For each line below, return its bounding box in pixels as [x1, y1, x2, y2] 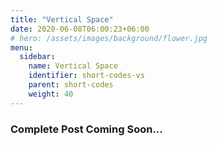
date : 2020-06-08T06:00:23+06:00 [10, 24, 150, 34]
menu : [10, 42, 33, 53]
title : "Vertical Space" [10, 14, 114, 25]
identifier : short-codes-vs [28, 71, 145, 81]
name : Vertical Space [28, 61, 118, 71]
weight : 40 [28, 89, 74, 99]
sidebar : [19, 52, 56, 62]
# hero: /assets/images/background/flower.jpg [10, 33, 208, 43]
